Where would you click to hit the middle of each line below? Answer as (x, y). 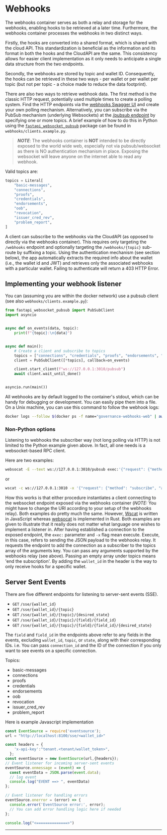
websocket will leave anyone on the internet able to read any (79, 156)
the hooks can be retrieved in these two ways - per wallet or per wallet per (82, 79)
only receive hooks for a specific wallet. (46, 566)
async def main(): (24, 346)
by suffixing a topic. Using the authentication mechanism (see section (88, 252)
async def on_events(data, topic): (42, 329)
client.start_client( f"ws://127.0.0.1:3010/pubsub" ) (70, 369)
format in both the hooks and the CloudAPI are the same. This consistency (81, 53)
